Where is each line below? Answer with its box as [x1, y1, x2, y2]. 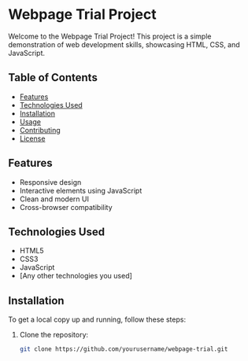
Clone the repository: [19, 330, 89, 340]
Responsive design [19, 177, 82, 186]
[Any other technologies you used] [19, 271, 132, 281]
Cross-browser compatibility [19, 202, 113, 212]
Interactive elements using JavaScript [19, 186, 143, 195]
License [19, 134, 46, 143]
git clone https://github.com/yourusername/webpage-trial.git [19, 345, 228, 353]
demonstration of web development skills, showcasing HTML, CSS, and [8, 39, 240, 49]
